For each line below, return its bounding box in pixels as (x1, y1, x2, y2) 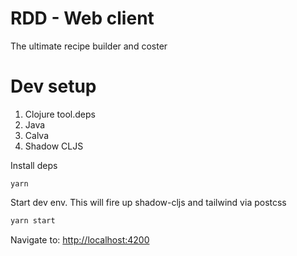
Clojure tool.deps (24, 108, 96, 120)
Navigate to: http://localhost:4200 (10, 233, 150, 246)
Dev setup (10, 75, 97, 98)
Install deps (10, 159, 58, 171)
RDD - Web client (10, 7, 155, 30)
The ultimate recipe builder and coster (10, 40, 168, 52)
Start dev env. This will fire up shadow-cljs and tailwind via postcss (10, 196, 287, 208)
